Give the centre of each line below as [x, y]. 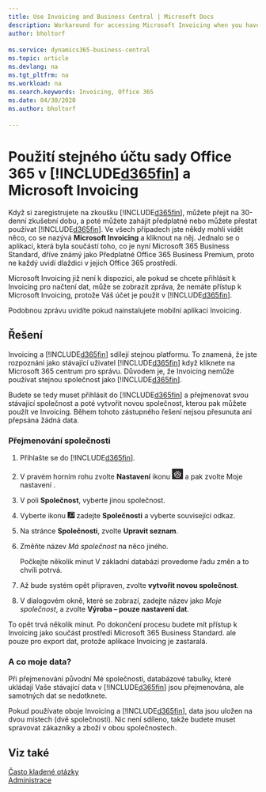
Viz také [29, 753]
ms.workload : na [35, 83]
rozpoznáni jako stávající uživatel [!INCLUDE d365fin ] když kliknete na [122, 362]
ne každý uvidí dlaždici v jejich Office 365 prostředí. [93, 263]
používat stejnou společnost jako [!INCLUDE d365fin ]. [95, 379]
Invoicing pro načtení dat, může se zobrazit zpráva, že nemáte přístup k [125, 287]
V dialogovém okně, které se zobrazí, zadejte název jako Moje [120, 601]
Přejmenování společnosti [59, 441]
